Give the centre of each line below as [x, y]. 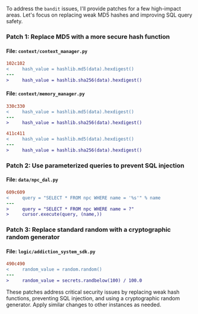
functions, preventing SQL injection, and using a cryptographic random [93, 298]
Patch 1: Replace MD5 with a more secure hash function [88, 36]
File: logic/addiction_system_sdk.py [51, 251]
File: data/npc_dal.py [32, 180]
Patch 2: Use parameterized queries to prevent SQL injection [95, 165]
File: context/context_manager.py [47, 51]
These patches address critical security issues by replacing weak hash [93, 292]
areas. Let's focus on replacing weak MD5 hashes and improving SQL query [99, 15]
